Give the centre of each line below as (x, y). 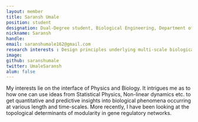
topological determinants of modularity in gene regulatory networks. (89, 113)
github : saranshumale (33, 60)
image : (14, 55)
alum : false (21, 72)
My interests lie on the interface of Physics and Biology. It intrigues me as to (98, 88)
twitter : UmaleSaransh (34, 66)
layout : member (25, 11)
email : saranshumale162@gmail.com (49, 45)
